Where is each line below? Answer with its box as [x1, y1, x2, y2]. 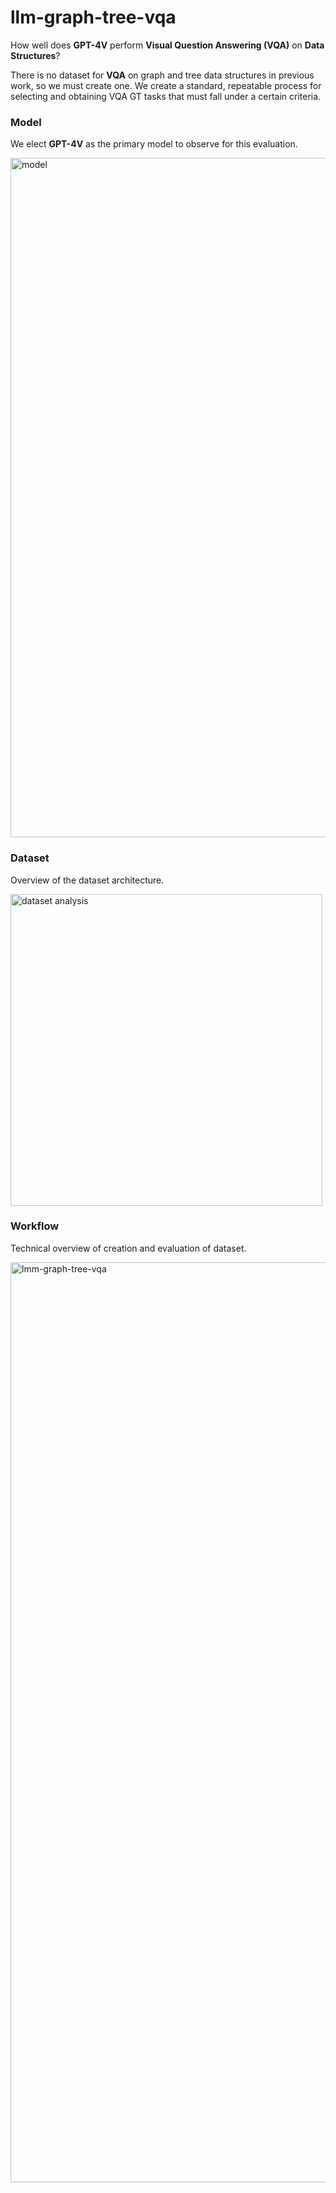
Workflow [10, 1219, 60, 1233]
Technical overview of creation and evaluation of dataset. [10, 1242, 247, 1254]
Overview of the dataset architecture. [10, 874, 165, 886]
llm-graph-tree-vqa [10, 6, 177, 29]
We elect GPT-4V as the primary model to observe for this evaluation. [10, 138, 298, 150]
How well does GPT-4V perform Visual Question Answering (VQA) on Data [10, 39, 325, 51]
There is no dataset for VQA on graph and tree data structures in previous [10, 69, 315, 81]
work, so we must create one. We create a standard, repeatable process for [10, 79, 322, 91]
